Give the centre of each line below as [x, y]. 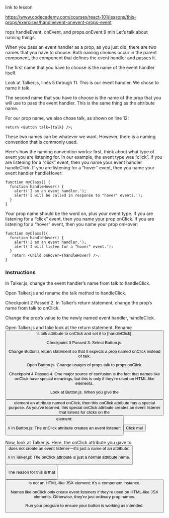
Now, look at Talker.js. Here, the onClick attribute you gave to [68, 442]
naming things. [21, 37]
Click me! [134, 428]
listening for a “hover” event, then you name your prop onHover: [72, 224]
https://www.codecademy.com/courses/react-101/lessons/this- [71, 17]
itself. [11, 73]
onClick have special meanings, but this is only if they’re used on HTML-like [84, 379]
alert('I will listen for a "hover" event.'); [64, 247]
